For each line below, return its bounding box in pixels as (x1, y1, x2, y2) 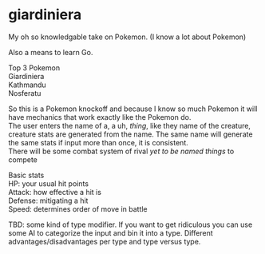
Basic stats (8, 170, 45, 180)
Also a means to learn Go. (8, 47, 93, 57)
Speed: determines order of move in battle (8, 204, 148, 213)
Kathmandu (8, 80, 46, 89)
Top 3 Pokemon (8, 62, 61, 73)
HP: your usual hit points (8, 178, 89, 189)
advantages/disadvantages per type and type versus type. (8, 236, 201, 246)
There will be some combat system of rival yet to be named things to (8, 146, 235, 156)
